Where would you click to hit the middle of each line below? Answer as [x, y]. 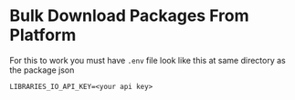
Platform [43, 35]
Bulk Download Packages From [129, 16]
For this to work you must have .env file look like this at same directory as [147, 60]
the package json [42, 70]
